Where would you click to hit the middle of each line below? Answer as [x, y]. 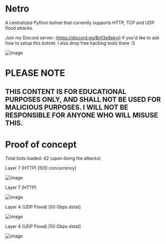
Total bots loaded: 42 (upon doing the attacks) [53, 158]
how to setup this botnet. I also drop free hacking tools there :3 [70, 43]
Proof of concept [41, 144]
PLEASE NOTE [35, 73]
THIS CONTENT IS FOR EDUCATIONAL [66, 92]
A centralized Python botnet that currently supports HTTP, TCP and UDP [80, 23]
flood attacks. [19, 28]
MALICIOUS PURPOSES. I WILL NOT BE [67, 107]
